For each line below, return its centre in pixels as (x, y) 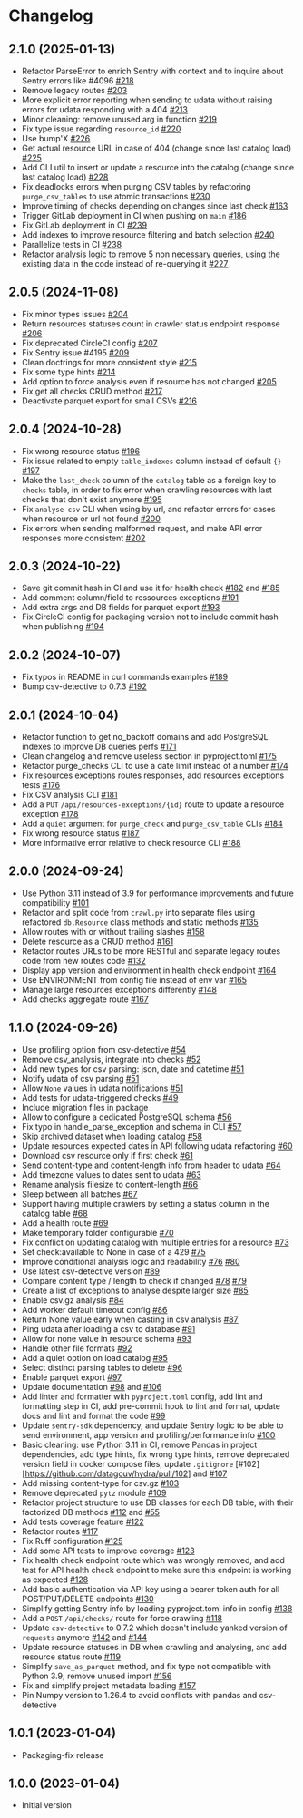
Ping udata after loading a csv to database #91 (108, 1328)
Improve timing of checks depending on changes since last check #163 (155, 206)
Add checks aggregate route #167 (85, 999)
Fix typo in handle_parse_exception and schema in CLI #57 (132, 1126)
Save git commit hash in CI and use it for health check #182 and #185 (151, 588)
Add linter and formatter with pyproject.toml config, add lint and (142, 1396)
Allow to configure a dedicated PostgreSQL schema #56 (127, 1117)
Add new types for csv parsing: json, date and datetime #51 (133, 1069)
